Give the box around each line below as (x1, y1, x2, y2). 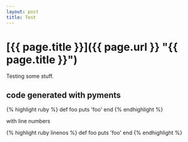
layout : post (6, 8, 39, 15)
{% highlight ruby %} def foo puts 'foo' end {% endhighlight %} (6, 106, 163, 113)
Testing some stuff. (6, 72, 54, 80)
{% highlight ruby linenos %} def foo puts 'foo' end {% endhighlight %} (6, 129, 183, 137)
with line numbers (6, 117, 51, 125)
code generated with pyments (6, 90, 121, 100)
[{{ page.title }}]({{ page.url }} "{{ (6, 40, 178, 54)
